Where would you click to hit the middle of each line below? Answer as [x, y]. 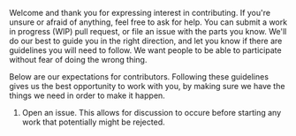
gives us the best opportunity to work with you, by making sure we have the [147, 86]
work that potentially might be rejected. [93, 122]
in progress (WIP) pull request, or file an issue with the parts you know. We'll [148, 31]
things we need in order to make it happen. [87, 95]
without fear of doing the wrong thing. [78, 60]
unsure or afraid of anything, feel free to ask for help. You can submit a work [148, 22]
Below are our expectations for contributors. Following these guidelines [139, 77]
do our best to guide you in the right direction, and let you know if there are [146, 41]
